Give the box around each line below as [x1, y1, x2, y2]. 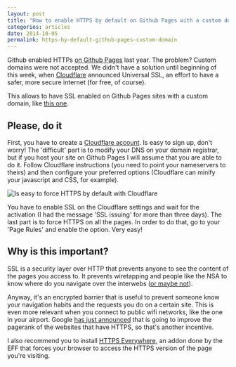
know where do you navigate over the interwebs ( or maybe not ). [7, 279, 193, 288]
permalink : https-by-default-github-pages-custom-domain [7, 37, 178, 44]
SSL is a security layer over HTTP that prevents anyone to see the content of [7, 264, 229, 273]
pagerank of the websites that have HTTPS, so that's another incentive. [7, 323, 214, 331]
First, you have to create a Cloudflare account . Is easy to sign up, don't [7, 138, 213, 146]
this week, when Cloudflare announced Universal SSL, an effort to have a [7, 71, 219, 79]
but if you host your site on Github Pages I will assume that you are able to [7, 153, 223, 162]
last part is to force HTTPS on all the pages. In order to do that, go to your [7, 217, 221, 226]
